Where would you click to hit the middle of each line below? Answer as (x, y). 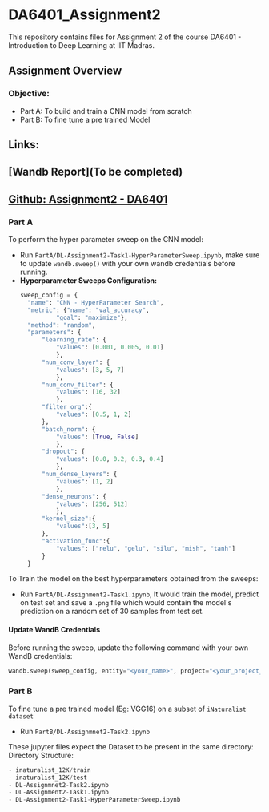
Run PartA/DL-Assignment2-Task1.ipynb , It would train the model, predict (139, 594)
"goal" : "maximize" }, (92, 317)
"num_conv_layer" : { (76, 362)
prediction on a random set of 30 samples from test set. (112, 612)
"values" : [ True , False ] (97, 437)
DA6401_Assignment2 (85, 15)
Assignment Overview (65, 71)
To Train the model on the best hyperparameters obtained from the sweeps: (133, 579)
